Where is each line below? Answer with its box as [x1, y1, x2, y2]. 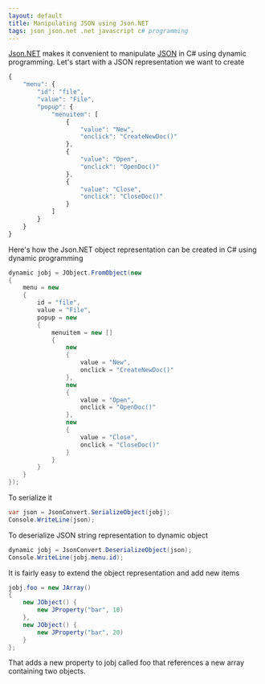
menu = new [22, 283, 59, 292]
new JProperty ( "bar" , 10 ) [37, 606, 124, 614]
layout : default [8, 11, 63, 20]
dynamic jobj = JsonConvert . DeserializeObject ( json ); [8, 546, 193, 554]
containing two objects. [8, 666, 86, 676]
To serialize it [8, 492, 52, 502]
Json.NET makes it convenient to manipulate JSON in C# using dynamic [8, 49, 247, 59]
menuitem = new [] [51, 328, 113, 336]
